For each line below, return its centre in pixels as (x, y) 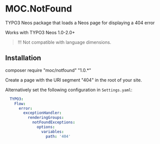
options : (46, 127)
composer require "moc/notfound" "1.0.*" (48, 70)
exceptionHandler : (43, 113)
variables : (53, 131)
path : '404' (58, 136)
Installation (23, 58)
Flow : (20, 104)
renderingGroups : (46, 118)
